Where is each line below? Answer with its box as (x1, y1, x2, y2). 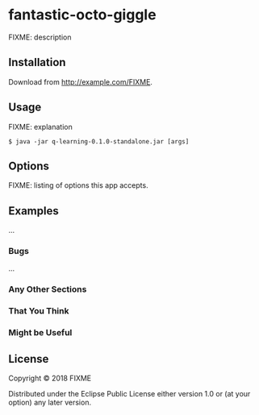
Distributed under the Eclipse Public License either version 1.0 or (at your (8, 389, 251, 399)
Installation (8, 56, 66, 69)
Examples (8, 204, 59, 218)
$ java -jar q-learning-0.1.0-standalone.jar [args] (8, 137, 190, 146)
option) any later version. (8, 397, 91, 408)
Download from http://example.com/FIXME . (8, 77, 153, 86)
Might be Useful (8, 327, 73, 338)
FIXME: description (8, 32, 72, 42)
